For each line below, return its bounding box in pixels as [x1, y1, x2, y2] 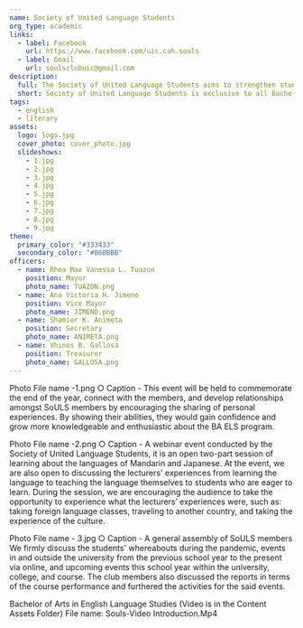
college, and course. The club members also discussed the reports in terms [9, 571, 290, 582]
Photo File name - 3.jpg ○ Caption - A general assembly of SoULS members [9, 532, 293, 543]
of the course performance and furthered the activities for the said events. [9, 580, 286, 592]
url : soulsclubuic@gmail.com [25, 64, 135, 73]
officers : [9, 257, 47, 267]
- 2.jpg [25, 164, 54, 173]
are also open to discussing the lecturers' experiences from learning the [9, 467, 278, 478]
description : [9, 72, 59, 81]
